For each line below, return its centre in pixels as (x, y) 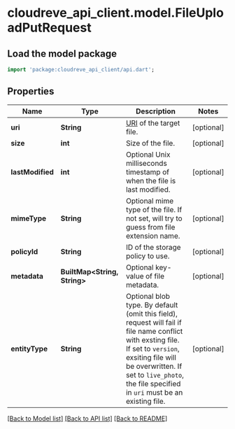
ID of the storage (153, 247)
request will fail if (154, 322)
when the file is (151, 181)
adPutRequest (50, 28)
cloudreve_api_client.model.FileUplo (115, 13)
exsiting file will (151, 357)
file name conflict (154, 331)
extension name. (153, 236)
